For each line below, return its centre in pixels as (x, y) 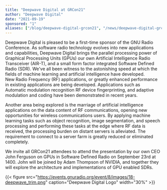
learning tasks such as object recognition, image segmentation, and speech (83, 121)
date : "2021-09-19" (25, 19)
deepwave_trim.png (25, 183)
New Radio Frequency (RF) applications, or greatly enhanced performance (82, 80)
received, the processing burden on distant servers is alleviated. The (75, 131)
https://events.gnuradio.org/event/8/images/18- (86, 177)
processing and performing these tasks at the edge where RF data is (75, 126)
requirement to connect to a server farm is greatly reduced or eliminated (79, 137)
